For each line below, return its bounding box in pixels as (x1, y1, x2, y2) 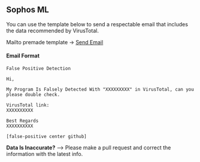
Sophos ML (6, 5, 49, 15)
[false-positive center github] (6, 134, 87, 140)
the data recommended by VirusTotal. (6, 27, 99, 34)
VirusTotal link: (6, 102, 50, 108)
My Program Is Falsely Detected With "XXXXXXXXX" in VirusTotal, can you (6, 87, 195, 93)
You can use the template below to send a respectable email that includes (6, 20, 189, 27)
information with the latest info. (6, 151, 83, 158)
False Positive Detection (6, 66, 71, 72)
